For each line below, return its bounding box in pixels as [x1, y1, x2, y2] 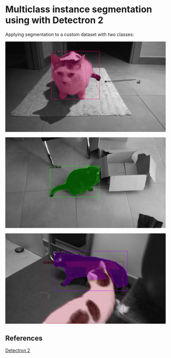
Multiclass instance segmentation [5, 4, 153, 15]
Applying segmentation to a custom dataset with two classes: [5, 31, 134, 37]
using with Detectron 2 [5, 14, 104, 26]
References [5, 333, 43, 343]
